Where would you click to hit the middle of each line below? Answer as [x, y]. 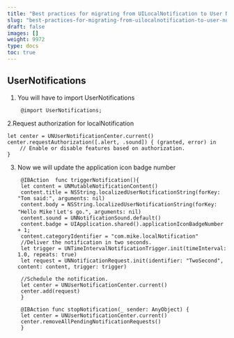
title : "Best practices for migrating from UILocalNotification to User [115, 14]
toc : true [22, 53]
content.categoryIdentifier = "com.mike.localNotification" [110, 236]
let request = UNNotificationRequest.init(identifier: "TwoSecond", [122, 261]
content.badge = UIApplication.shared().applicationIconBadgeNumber [122, 224]
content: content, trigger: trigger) [72, 267]
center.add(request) [50, 291]
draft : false [26, 26]
